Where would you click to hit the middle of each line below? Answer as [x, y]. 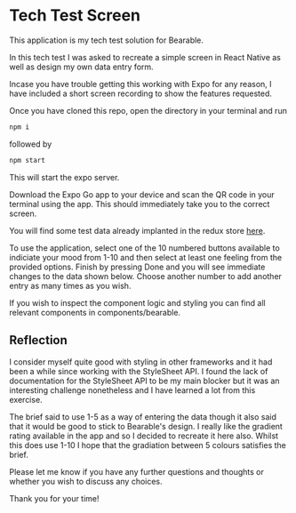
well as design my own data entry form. [81, 67]
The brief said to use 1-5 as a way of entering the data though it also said [143, 417]
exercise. [26, 399]
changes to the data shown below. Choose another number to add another [146, 276]
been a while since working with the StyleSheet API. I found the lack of [139, 371]
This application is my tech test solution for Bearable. [107, 40]
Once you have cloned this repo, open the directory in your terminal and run [148, 110]
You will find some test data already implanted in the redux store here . [137, 230]
